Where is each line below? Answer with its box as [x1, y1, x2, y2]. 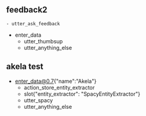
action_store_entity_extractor [23, 84, 95, 91]
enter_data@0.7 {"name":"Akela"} [14, 78, 97, 85]
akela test [6, 61, 44, 72]
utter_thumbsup [23, 37, 63, 44]
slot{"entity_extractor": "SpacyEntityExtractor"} [23, 90, 141, 97]
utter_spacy [23, 96, 53, 104]
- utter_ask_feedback [6, 20, 60, 26]
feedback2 [6, 5, 48, 15]
